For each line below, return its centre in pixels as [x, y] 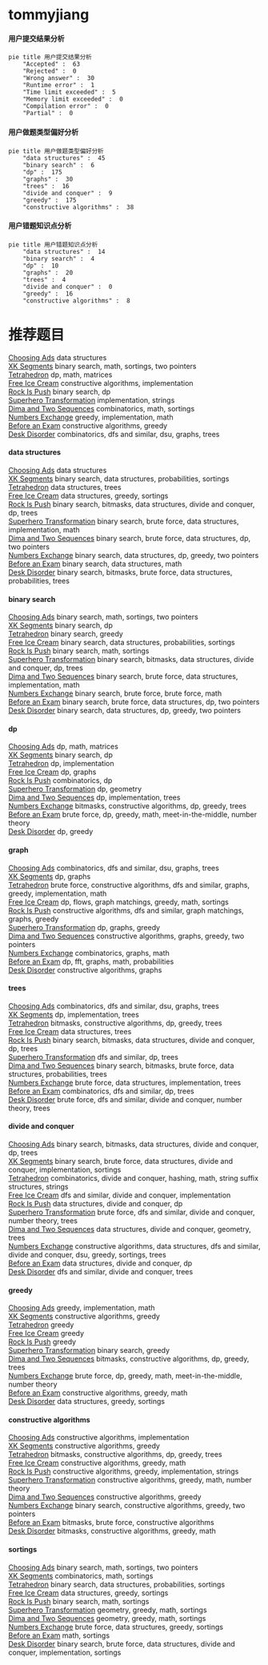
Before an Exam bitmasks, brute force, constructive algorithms [111, 1523]
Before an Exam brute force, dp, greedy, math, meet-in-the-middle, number [133, 815]
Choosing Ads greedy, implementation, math [82, 1308]
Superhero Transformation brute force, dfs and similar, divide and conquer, [132, 1212]
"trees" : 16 [46, 186]
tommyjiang [49, 15]
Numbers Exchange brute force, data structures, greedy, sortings [116, 1627]
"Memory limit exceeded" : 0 [73, 99]
